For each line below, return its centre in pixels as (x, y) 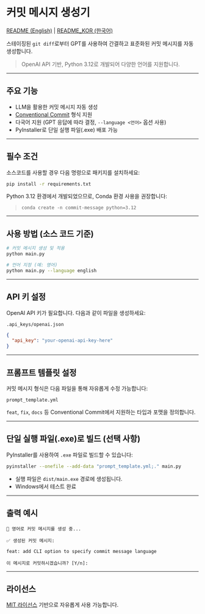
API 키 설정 (26, 297)
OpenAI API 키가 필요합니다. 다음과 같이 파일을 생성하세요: (76, 312)
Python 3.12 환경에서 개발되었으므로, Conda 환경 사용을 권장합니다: (87, 197)
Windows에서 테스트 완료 (45, 486)
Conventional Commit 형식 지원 (54, 114)
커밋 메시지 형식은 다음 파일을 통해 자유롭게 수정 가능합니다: (77, 388)
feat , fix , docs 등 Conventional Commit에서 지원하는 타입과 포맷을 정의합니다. (101, 412)
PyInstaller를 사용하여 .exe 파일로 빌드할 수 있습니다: (70, 455)
